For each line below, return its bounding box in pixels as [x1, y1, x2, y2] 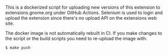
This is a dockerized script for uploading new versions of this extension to [5, 5, 160, 10]
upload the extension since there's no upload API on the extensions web [5, 15, 157, 21]
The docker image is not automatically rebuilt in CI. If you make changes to [5, 30, 162, 36]
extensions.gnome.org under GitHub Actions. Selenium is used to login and [5, 10, 163, 16]
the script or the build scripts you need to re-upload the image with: [5, 35, 148, 41]
